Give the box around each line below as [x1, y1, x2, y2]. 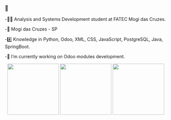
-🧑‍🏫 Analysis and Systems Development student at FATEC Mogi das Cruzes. [5, 16, 166, 22]
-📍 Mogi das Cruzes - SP [5, 26, 58, 32]
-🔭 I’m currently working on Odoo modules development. [5, 54, 125, 60]
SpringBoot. [5, 43, 30, 50]
